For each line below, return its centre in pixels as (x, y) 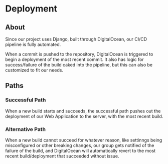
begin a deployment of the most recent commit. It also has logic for (74, 59)
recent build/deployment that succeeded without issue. (62, 156)
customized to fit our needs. (34, 70)
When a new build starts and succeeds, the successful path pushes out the (83, 111)
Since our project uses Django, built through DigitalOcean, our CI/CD (76, 39)
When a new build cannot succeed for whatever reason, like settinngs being (84, 140)
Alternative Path (26, 129)
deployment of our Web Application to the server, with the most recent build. (84, 116)
